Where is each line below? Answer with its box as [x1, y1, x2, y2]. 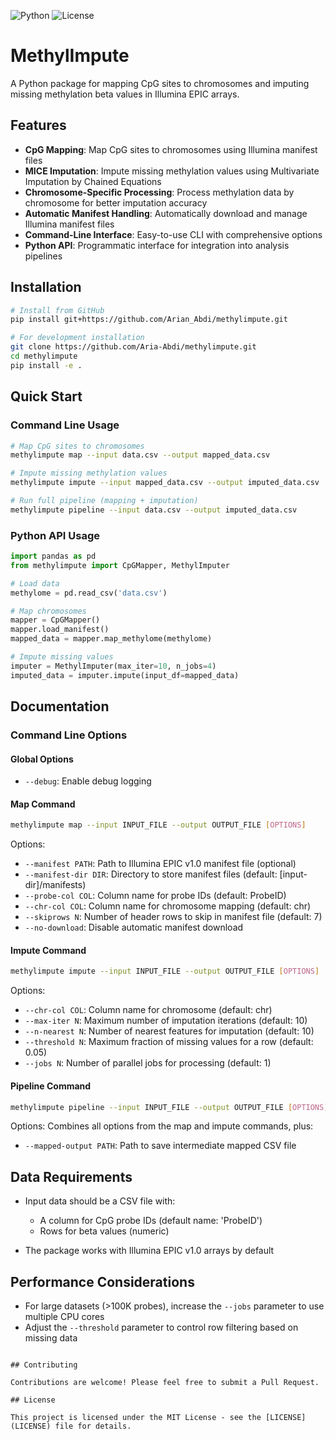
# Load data [10, 578, 60, 589]
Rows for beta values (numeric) [39, 1225, 170, 1237]
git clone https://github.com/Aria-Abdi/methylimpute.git [10, 342, 257, 352]
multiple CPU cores [24, 1311, 105, 1323]
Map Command [10, 798, 76, 810]
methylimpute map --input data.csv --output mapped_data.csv [10, 450, 271, 460]
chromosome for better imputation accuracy [24, 196, 208, 209]
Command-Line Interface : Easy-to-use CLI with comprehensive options [24, 228, 323, 240]
